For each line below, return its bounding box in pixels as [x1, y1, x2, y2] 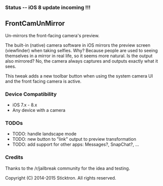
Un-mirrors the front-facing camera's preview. [5, 32, 100, 38]
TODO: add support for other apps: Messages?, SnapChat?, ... [12, 141, 139, 148]
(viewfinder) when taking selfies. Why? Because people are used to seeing [5, 47, 158, 53]
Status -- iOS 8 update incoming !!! [5, 4, 91, 11]
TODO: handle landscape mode [12, 131, 77, 137]
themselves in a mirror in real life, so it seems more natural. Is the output [5, 53, 153, 59]
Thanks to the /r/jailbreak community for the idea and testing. [5, 165, 130, 171]
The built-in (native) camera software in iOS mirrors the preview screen [5, 42, 151, 48]
